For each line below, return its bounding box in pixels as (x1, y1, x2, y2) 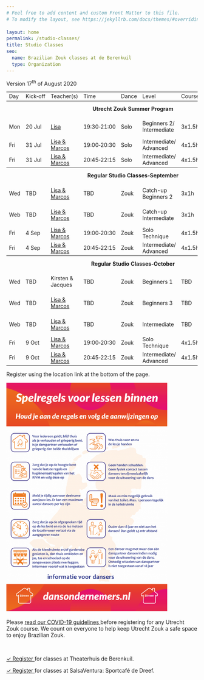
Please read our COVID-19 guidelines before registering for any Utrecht (6, 618, 185, 626)
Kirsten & (50, 275, 74, 282)
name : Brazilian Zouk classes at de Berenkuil (12, 55, 132, 61)
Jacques (50, 281, 73, 289)
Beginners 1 (142, 278, 173, 285)
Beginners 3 (142, 299, 173, 306)
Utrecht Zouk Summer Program (92, 105, 174, 112)
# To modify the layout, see (6, 16, 80, 23)
